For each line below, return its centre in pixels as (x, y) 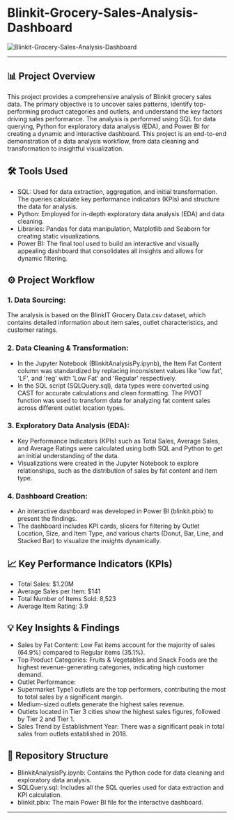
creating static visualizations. (59, 236)
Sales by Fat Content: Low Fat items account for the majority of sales (116, 645)
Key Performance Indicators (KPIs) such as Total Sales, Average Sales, (119, 441)
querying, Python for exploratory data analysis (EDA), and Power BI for (109, 126)
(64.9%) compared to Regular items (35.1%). (81, 652)
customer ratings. (32, 330)
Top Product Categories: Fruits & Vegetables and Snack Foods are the (117, 660)
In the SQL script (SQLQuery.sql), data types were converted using (113, 386)
